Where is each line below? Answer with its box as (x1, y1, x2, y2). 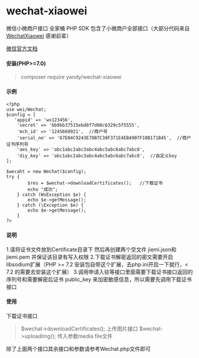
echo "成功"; (27, 186, 58, 192)
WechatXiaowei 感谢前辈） (6, 32, 72, 39)
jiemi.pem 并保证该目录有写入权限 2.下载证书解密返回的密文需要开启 (6, 253, 174, 261)
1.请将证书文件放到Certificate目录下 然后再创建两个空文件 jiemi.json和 (6, 246, 177, 253)
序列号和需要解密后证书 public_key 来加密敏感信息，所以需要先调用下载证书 (6, 276, 192, 283)
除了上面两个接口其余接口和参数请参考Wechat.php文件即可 (6, 345, 151, 352)
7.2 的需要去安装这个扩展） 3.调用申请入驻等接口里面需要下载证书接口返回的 (6, 268, 193, 276)
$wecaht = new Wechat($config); (6, 169, 86, 175)
